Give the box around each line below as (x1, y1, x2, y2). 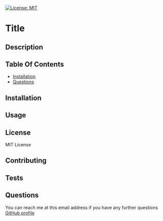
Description (5, 43, 43, 51)
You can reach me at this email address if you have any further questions (5, 204, 158, 210)
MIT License (5, 141, 31, 147)
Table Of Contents (5, 60, 64, 69)
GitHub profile (5, 210, 35, 216)
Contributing (5, 156, 47, 165)
